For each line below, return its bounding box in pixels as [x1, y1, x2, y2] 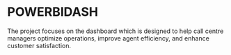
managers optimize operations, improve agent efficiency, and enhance [7, 34, 210, 42]
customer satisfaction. [7, 41, 72, 49]
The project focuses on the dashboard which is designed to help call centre [7, 27, 224, 35]
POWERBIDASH [7, 4, 99, 20]
